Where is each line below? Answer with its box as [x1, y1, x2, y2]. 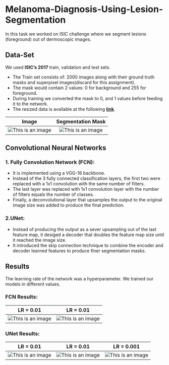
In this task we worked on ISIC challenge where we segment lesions [5, 31, 146, 37]
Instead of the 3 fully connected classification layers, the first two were [12, 175, 160, 182]
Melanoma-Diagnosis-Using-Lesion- [5, 4, 163, 15]
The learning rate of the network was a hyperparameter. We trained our [5, 275, 154, 281]
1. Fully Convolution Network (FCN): [5, 159, 95, 166]
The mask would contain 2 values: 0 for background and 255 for [12, 85, 146, 91]
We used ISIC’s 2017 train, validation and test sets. [5, 64, 111, 70]
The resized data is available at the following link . [12, 106, 116, 112]
